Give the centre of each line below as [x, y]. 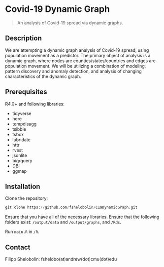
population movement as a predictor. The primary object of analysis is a [78, 55]
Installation [23, 186]
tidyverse [22, 113]
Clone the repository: [27, 198]
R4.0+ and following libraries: [35, 104]
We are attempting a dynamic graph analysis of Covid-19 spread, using [77, 50]
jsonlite [19, 155]
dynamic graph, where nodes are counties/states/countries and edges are [81, 61]
